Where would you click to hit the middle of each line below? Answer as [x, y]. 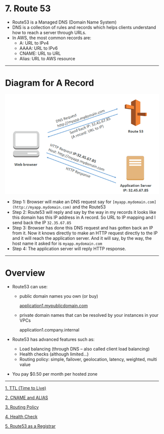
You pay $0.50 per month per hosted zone [55, 374]
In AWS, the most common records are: [52, 38]
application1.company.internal [49, 330]
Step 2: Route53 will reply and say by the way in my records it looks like [84, 212]
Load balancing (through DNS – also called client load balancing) [84, 349]
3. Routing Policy [22, 407]
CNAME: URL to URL [40, 53]
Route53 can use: [30, 286]
